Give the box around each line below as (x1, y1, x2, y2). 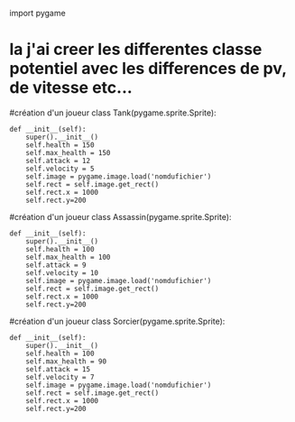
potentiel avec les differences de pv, (9, 59, 287, 79)
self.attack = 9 (25, 261, 88, 270)
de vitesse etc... (9, 78, 133, 98)
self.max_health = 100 (25, 252, 111, 261)
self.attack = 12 (25, 156, 91, 165)
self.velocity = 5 (25, 164, 95, 173)
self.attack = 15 (25, 364, 91, 373)
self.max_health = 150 (25, 148, 111, 157)
